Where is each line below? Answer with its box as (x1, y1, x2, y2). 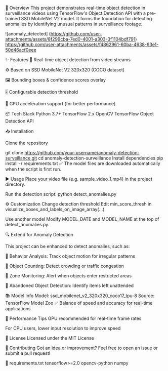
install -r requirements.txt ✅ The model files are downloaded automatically (5, 160, 160, 167)
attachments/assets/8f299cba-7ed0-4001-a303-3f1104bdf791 (5, 36, 136, 42)
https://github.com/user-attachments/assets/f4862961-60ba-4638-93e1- (5, 42, 159, 48)
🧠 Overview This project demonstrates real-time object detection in (5, 5, 146, 11)
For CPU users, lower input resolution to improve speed (5, 325, 121, 331)
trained (5, 16, 20, 21)
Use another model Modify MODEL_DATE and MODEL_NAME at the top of (5, 216, 159, 222)
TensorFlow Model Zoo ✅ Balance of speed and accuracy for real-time (5, 300, 153, 306)
